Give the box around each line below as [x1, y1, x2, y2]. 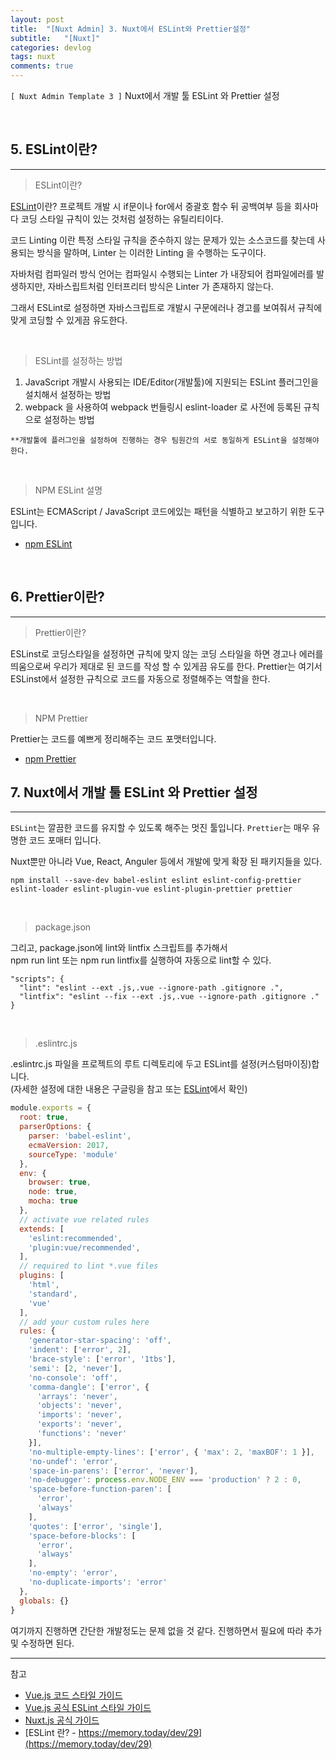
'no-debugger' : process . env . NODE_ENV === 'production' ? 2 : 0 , [28, 1475, 302, 1485]
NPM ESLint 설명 [34, 484, 103, 496]
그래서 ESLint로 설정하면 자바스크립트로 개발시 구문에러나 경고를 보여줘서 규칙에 [10, 301, 323, 313]
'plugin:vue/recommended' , [28, 1242, 141, 1253]
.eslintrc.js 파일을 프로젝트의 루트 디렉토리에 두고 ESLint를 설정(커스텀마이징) [10, 1058, 312, 1070]
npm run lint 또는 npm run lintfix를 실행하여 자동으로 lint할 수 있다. [10, 954, 272, 966]
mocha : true [28, 1196, 78, 1206]
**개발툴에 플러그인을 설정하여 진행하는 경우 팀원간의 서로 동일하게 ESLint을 [10, 435, 288, 445]
